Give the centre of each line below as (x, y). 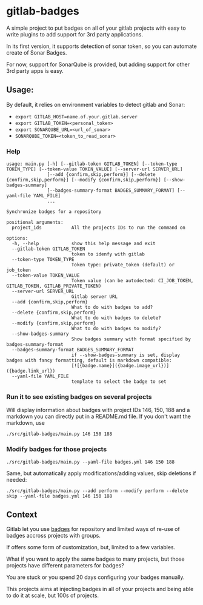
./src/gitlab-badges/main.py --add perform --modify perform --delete (97, 491)
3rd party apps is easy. (35, 70)
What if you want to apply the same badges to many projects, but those (95, 559)
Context (22, 515)
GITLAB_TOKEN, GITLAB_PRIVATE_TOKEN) (54, 286)
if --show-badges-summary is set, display (126, 355)
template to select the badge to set (119, 382)
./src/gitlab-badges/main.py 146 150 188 (59, 434)
